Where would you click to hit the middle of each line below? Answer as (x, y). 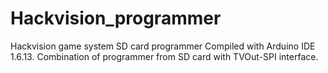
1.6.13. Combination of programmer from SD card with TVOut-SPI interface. (164, 56)
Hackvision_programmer (116, 18)
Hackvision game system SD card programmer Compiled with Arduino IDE (163, 46)
